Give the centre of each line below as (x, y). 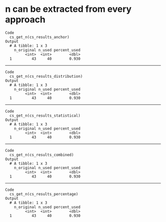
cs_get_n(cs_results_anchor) (40, 37)
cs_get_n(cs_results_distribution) (46, 76)
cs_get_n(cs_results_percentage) (44, 194)
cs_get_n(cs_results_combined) (42, 155)
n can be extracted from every (68, 9)
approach (25, 20)
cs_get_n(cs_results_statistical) (45, 115)
